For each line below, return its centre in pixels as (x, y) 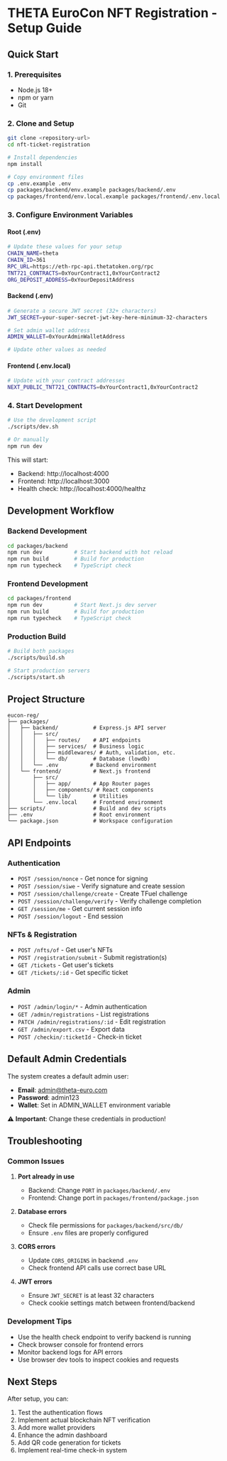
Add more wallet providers (56, 1428)
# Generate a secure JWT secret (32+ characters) (82, 311)
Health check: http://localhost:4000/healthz (82, 488)
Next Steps (32, 1382)
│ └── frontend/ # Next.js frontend (79, 771)
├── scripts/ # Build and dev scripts (87, 809)
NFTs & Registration (42, 935)
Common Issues (36, 1161)
